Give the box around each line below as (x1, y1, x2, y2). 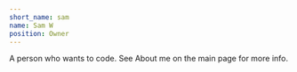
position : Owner (9, 29, 69, 38)
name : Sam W (9, 21, 53, 30)
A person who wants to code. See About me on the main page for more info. (9, 54, 289, 64)
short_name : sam (9, 12, 69, 22)
